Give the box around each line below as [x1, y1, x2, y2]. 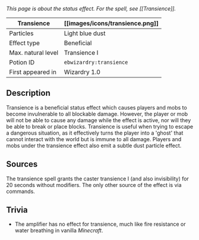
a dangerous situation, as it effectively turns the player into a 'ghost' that [6, 129, 184, 136]
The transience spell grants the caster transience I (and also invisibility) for [6, 175, 189, 182]
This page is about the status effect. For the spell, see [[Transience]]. [6, 5, 176, 12]
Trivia [6, 205, 28, 215]
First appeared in [9, 68, 56, 76]
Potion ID [9, 58, 35, 66]
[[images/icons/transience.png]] [64, 19, 159, 27]
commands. [6, 188, 36, 195]
